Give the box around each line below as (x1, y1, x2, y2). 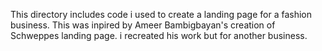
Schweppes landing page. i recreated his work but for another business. (10, 30, 308, 41)
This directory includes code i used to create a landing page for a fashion (10, 9, 313, 20)
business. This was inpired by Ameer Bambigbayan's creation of (10, 19, 276, 31)
